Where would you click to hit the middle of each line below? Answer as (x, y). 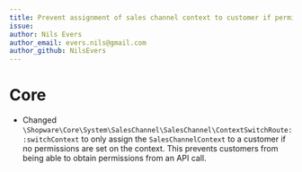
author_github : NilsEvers (58, 51)
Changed (39, 120)
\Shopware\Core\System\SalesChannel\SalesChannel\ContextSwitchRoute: (157, 131)
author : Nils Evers (46, 34)
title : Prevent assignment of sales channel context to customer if (140, 17)
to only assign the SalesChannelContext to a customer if (183, 139)
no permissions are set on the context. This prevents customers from (150, 149)
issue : (22, 26)
